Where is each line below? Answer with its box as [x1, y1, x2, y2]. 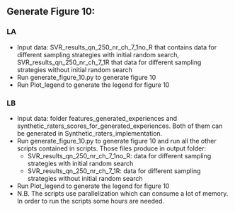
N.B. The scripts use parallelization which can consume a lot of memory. [16, 189, 229, 197]
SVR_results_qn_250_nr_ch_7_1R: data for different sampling [27, 166, 201, 175]
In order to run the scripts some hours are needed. [16, 196, 164, 205]
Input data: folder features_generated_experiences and [16, 114, 178, 122]
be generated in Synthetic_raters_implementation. [16, 129, 163, 137]
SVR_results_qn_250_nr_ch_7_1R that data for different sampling [16, 58, 202, 66]
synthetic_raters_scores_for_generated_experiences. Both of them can [16, 122, 223, 130]
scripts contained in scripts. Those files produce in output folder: [16, 144, 207, 153]
